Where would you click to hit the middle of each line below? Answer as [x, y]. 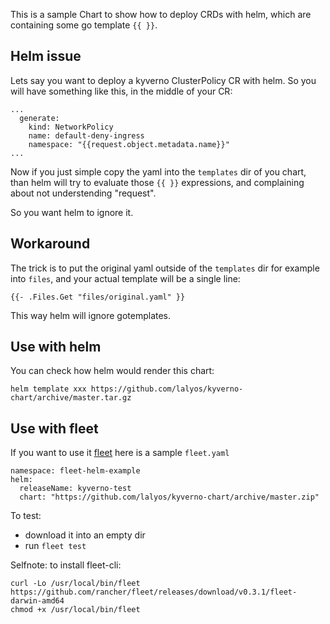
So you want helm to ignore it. [72, 212]
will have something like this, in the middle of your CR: [121, 91]
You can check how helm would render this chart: [112, 371]
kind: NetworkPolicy [71, 127]
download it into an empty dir [85, 535]
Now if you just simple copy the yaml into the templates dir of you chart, [158, 171]
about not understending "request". [83, 193]
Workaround [50, 244]
